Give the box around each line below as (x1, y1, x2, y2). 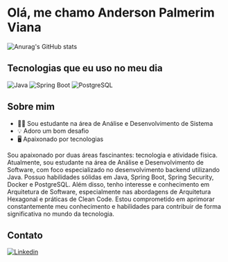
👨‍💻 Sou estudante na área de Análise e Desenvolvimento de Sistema (17, 119, 213, 127)
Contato (7, 230, 43, 241)
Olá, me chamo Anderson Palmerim (7, 5, 215, 21)
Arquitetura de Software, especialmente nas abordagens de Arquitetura (7, 187, 211, 196)
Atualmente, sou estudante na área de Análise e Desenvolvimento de (7, 158, 204, 167)
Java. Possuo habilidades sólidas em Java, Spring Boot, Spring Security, (7, 173, 214, 181)
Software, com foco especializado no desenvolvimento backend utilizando (7, 165, 220, 174)
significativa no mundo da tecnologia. (7, 209, 114, 218)
